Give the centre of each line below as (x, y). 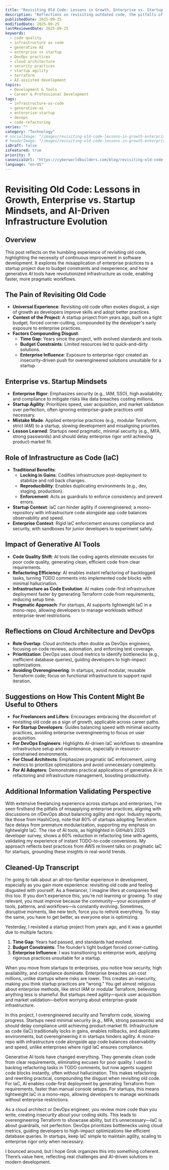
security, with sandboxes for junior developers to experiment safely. (83, 528)
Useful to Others (31, 704)
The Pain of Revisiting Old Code (56, 294)
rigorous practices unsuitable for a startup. (57, 958)
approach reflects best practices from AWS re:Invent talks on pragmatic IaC (83, 846)
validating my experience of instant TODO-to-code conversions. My (75, 841)
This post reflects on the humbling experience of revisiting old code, (76, 252)
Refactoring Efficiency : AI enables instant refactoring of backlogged (84, 573)
